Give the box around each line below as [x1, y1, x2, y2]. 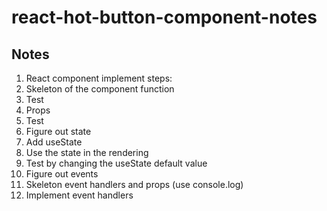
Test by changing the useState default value [25, 157, 208, 169]
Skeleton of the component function [25, 83, 175, 95]
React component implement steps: [25, 72, 173, 84]
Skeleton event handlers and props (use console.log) [25, 179, 244, 190]
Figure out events [25, 168, 99, 180]
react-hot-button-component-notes [11, 6, 318, 29]
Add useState [25, 136, 83, 148]
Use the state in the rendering [25, 147, 149, 158]
